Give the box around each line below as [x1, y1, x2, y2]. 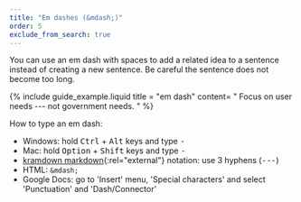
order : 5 [9, 22, 42, 31]
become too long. [9, 74, 75, 85]
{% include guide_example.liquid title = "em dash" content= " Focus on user [9, 91, 293, 102]
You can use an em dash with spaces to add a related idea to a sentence [9, 55, 280, 66]
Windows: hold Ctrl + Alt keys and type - [22, 136, 185, 147]
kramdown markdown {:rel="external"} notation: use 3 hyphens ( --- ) [22, 155, 279, 166]
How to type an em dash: [9, 118, 103, 129]
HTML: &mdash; [22, 164, 79, 176]
